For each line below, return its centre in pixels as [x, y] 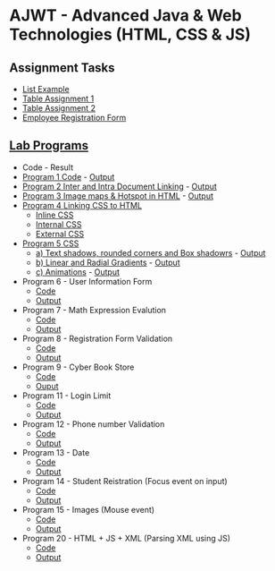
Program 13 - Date [56, 452]
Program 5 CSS [50, 243]
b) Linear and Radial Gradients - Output [108, 262]
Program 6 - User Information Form [87, 281]
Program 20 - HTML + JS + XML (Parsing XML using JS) [126, 538]
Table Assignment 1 [58, 98]
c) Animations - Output [78, 272]
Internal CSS [58, 224]
